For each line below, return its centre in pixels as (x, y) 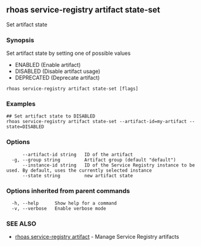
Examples (21, 104)
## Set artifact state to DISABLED (51, 116)
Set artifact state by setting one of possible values (69, 53)
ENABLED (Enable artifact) (48, 65)
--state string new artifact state (78, 175)
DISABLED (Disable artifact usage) (57, 71)
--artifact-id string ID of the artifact (78, 154)
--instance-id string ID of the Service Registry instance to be (109, 165)
